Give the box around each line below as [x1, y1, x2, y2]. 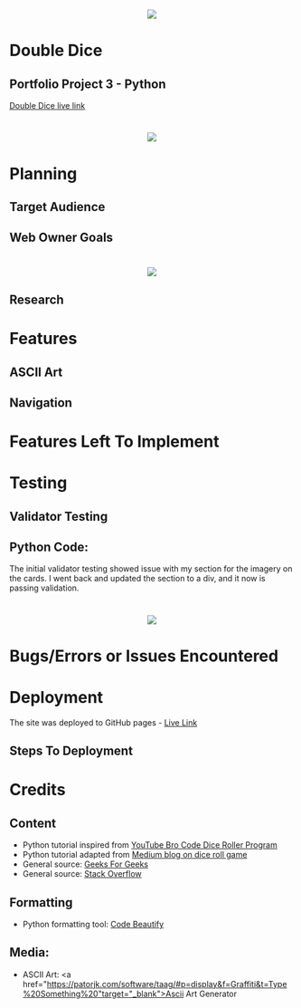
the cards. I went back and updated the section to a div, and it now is [9, 573, 266, 584]
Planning [9, 163, 78, 184]
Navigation [9, 395, 72, 410]
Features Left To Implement [9, 431, 220, 452]
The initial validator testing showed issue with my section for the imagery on [9, 563, 293, 574]
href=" [22, 978, 48, 989]
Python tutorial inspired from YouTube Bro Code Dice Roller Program [22, 840, 277, 850]
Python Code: [9, 540, 89, 555]
